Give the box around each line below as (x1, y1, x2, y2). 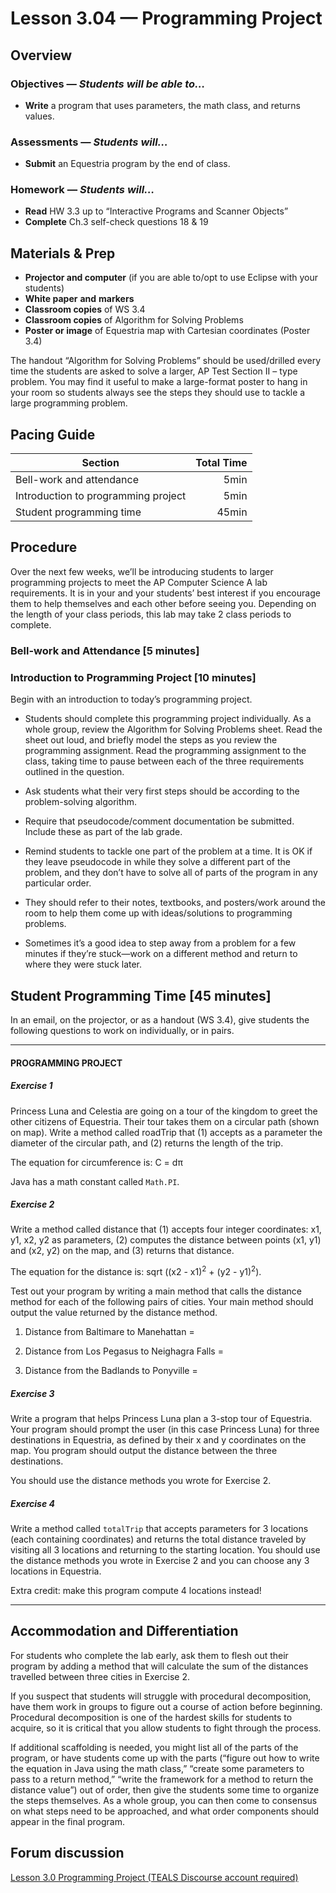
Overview (10, 47, 73, 64)
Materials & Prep (10, 245, 116, 262)
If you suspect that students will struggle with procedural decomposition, (10, 1690, 312, 1702)
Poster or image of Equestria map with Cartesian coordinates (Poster (24, 325, 311, 337)
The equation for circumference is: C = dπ (10, 1156, 183, 1168)
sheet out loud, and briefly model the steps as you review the (24, 734, 278, 746)
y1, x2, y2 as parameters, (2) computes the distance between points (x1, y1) (10, 1234, 322, 1246)
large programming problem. (10, 397, 128, 409)
